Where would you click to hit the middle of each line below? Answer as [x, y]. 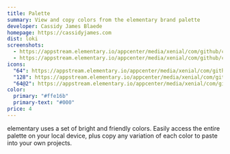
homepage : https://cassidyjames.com [59, 33]
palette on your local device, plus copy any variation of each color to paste [112, 136]
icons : [16, 64]
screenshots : [26, 45]
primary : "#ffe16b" [41, 97]
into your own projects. [40, 143]
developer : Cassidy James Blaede [55, 26]
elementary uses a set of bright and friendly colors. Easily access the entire [114, 128]
